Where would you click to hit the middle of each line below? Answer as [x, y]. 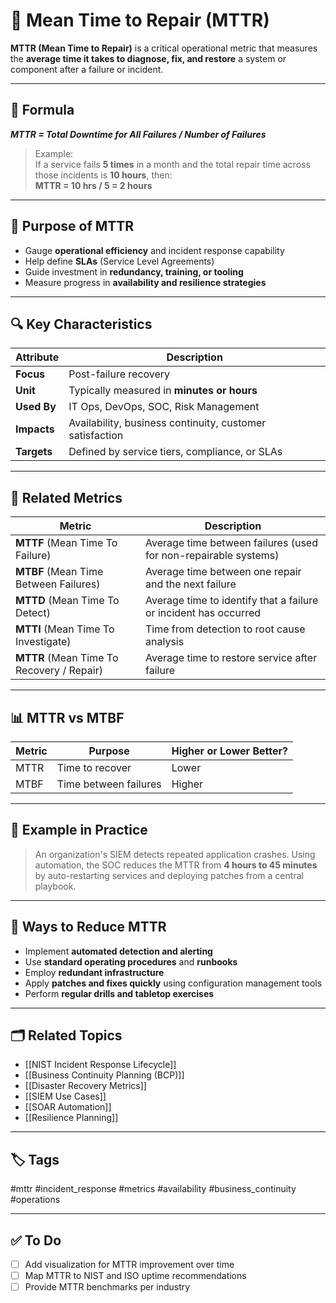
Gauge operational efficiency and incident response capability [154, 250]
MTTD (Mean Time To [67, 601]
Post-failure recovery [119, 374]
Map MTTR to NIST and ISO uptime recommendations [135, 1276]
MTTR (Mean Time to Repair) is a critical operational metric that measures [164, 48]
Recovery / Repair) [59, 671]
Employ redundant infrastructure [94, 972]
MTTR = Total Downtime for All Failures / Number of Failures [138, 134]
